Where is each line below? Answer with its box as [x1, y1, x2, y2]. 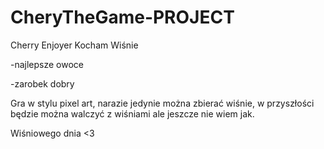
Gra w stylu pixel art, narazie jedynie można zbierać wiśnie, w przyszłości [10, 97, 315, 109]
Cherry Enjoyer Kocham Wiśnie [10, 39, 139, 51]
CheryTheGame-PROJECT [10, 6, 235, 29]
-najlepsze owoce [10, 58, 85, 70]
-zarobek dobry [10, 77, 75, 90]
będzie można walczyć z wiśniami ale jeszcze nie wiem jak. [10, 107, 255, 120]
